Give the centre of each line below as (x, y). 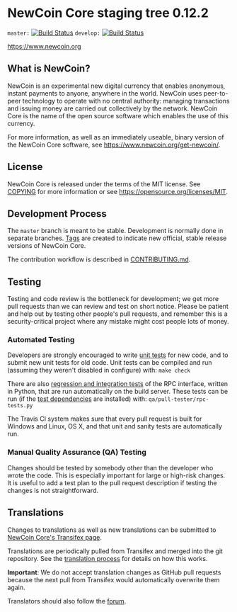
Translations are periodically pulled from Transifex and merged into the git (115, 551)
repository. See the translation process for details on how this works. (108, 558)
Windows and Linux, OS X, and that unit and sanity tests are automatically (115, 426)
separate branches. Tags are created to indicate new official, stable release (117, 238)
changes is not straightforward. (53, 490)
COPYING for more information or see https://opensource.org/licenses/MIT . (118, 191)
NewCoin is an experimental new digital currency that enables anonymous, (116, 86)
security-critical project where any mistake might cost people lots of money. (118, 322)
